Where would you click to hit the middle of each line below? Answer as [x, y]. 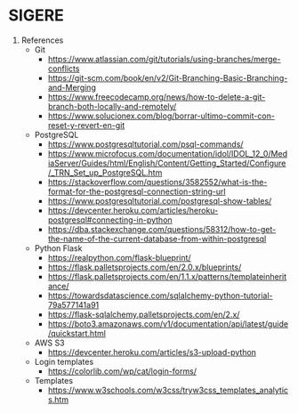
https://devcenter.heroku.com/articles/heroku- [133, 210]
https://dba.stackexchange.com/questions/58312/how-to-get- [162, 229]
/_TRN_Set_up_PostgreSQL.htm [105, 172]
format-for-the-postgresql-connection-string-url [137, 191]
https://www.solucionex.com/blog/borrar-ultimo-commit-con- [161, 116]
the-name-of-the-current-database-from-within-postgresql [157, 239]
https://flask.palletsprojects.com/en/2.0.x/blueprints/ [145, 267]
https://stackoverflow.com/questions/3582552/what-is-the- [157, 182]
